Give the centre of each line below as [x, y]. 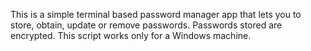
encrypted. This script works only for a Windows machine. [131, 35]
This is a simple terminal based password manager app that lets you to [156, 14]
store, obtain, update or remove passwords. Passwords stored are [146, 25]
